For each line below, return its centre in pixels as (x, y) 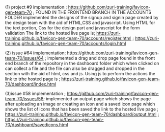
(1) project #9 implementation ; (36, 7)
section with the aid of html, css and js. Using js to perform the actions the (80, 74)
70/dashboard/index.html (31, 84)
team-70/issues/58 (24, 99)
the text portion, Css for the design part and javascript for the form (72, 28)
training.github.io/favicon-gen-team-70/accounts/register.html (68, 38)
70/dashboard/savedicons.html (37, 125)
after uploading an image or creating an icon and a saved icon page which (80, 104)
